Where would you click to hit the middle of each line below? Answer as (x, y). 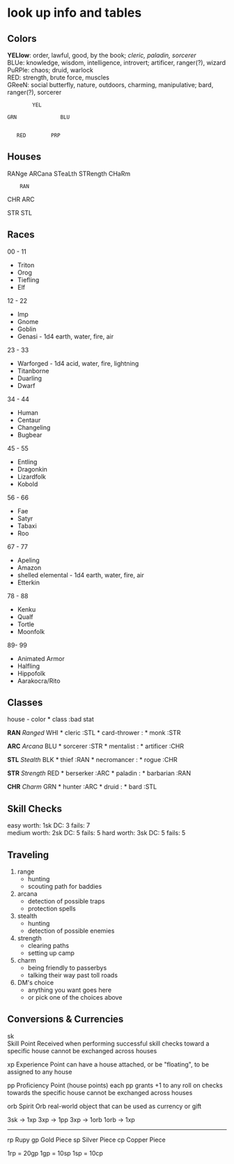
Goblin (27, 329)
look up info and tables (75, 13)
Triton (26, 265)
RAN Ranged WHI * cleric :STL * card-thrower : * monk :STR (94, 733)
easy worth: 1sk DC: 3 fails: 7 (49, 825)
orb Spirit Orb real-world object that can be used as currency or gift (104, 1106)
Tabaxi (27, 526)
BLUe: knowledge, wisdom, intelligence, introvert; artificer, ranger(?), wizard (117, 63)
